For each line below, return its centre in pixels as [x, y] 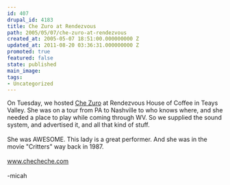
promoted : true [29, 52]
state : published [32, 64]
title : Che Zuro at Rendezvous [52, 26]
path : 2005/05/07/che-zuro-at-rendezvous [67, 33]
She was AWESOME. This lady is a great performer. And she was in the [107, 139]
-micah [17, 176]
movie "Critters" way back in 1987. [55, 147]
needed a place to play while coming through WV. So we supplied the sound [115, 118]
